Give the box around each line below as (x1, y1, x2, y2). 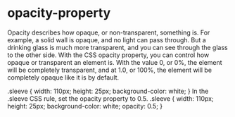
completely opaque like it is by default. (7, 73, 120, 82)
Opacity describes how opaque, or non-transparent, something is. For (7, 28, 210, 37)
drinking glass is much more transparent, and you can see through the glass (7, 43, 228, 51)
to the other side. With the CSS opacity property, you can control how (7, 51, 210, 59)
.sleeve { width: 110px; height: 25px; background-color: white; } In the (7, 87, 209, 95)
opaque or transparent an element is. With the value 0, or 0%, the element (7, 58, 223, 66)
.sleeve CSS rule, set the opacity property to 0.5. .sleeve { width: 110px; (7, 94, 214, 103)
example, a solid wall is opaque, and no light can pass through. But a (7, 35, 206, 44)
